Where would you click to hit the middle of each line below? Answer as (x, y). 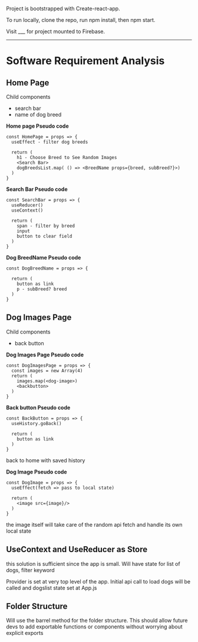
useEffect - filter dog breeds (50, 142)
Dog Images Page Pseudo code (45, 355)
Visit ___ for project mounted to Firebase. (55, 31)
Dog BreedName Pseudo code (44, 257)
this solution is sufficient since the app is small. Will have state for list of (93, 563)
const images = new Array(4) (47, 371)
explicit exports (25, 633)
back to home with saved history (46, 460)
